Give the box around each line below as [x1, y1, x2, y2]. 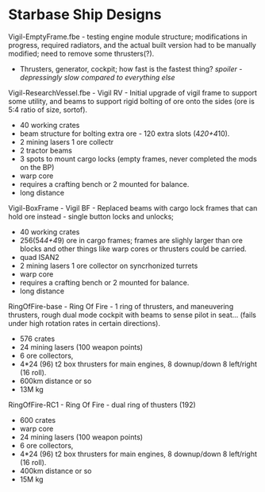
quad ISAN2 [19, 252, 60, 261]
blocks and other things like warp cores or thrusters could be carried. [19, 244, 248, 254]
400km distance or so [19, 466, 93, 475]
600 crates [19, 415, 56, 424]
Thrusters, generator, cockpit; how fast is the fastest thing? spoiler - [19, 64, 243, 73]
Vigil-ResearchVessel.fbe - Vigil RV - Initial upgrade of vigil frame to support [8, 87, 258, 97]
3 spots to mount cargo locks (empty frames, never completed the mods [19, 153, 258, 164]
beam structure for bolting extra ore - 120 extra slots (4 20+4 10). [19, 129, 230, 138]
